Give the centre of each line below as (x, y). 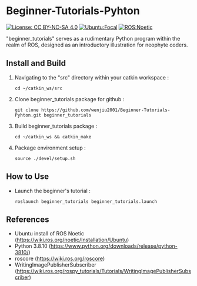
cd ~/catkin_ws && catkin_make (53, 137)
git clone (27, 110)
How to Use (28, 177)
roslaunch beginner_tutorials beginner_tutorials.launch (86, 201)
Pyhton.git (28, 115)
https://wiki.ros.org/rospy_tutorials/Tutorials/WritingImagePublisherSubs (104, 271)
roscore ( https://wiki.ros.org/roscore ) (60, 259)
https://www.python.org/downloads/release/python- (114, 246)
